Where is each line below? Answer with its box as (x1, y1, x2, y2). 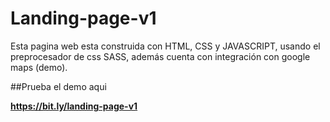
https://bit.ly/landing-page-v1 (10, 100, 138, 112)
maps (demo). (10, 61, 68, 73)
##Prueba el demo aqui (10, 80, 107, 92)
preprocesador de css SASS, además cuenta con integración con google (10, 50, 311, 62)
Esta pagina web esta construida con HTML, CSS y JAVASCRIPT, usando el (10, 40, 321, 52)
